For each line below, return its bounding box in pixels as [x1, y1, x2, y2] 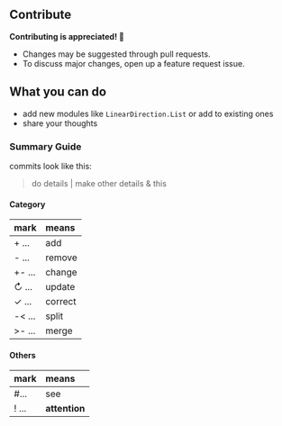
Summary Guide [9, 140, 82, 152]
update [44, 281, 76, 294]
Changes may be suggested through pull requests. [22, 49, 211, 59]
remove [44, 251, 78, 264]
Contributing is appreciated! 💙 [9, 31, 124, 41]
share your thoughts [22, 117, 98, 129]
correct [44, 295, 77, 308]
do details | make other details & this [31, 177, 167, 188]
